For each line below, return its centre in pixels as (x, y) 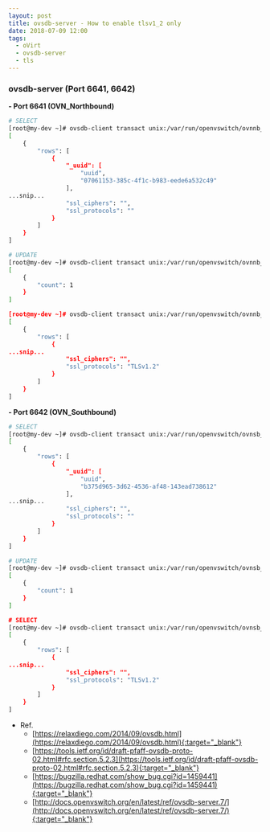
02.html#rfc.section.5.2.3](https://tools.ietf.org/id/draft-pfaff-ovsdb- (145, 760)
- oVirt (29, 46)
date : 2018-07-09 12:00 (48, 31)
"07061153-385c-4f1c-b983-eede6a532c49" (149, 181)
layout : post (30, 16)
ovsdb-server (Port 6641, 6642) (72, 88)
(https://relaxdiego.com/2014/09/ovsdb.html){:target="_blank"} (137, 742)
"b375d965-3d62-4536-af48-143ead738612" (149, 486)
